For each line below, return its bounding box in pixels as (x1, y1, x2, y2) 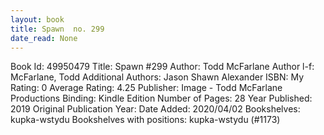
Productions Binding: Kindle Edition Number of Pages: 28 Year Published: (10, 92, 313, 105)
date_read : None (10, 33, 78, 43)
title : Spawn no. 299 (10, 24, 105, 34)
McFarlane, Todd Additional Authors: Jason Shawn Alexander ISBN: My (10, 71, 305, 83)
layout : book (10, 14, 65, 25)
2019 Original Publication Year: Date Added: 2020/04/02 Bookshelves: (10, 103, 301, 115)
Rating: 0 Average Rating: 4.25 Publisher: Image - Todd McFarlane (10, 82, 283, 94)
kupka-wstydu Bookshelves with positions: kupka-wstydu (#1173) (10, 114, 281, 126)
